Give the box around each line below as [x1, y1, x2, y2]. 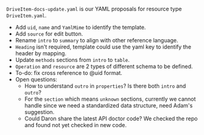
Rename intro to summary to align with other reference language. [15, 37, 179, 44]
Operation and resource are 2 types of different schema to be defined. [15, 63, 194, 70]
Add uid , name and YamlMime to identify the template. [15, 24, 146, 31]
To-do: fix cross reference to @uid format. [15, 69, 123, 76]
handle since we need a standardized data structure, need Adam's [24, 102, 193, 109]
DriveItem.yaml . [6, 12, 47, 19]
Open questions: [15, 76, 57, 83]
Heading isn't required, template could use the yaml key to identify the [15, 43, 192, 50]
